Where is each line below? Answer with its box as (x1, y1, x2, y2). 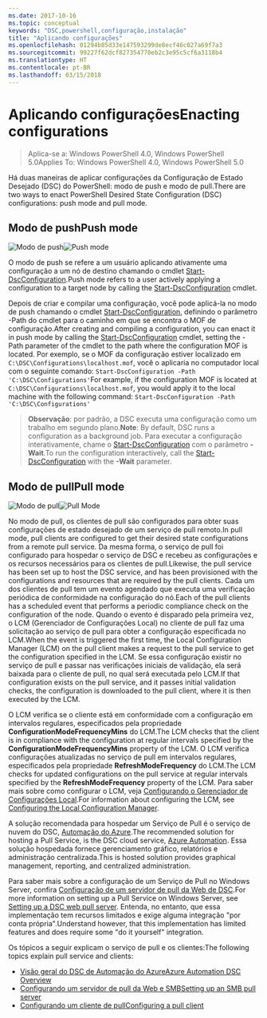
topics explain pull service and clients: (8, 951, 134, 961)
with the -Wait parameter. (87, 456, 173, 467)
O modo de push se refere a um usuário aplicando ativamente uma (8, 258, 227, 267)
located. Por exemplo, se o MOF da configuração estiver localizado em (8, 349, 241, 359)
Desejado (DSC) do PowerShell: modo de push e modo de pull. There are (8, 181, 246, 191)
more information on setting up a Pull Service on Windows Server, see (8, 894, 238, 903)
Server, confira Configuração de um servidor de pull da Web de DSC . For (8, 885, 246, 894)
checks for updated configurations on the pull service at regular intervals (8, 769, 249, 779)
